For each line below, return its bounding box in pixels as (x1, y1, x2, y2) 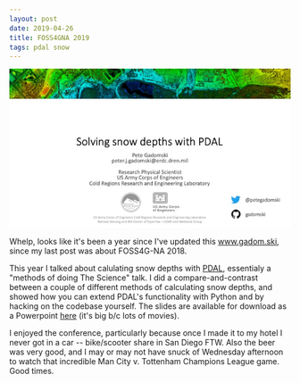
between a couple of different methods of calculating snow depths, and (9, 281, 273, 292)
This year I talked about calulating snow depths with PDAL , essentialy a (9, 262, 271, 273)
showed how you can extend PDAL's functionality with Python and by (9, 291, 265, 302)
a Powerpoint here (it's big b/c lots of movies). (9, 310, 180, 321)
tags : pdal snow (9, 43, 70, 52)
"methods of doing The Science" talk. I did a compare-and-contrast (9, 272, 259, 283)
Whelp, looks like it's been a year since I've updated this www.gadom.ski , (9, 236, 279, 246)
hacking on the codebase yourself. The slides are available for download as (9, 300, 287, 312)
